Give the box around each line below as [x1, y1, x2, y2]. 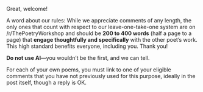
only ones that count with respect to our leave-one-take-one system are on [6, 24, 196, 30]
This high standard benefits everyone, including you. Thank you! [6, 42, 168, 50]
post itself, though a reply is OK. [6, 79, 87, 86]
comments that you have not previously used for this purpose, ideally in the [6, 73, 196, 79]
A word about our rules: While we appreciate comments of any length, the [6, 17, 192, 24]
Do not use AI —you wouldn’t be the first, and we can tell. [6, 54, 150, 61]
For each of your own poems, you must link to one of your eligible [6, 66, 172, 73]
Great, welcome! [6, 5, 48, 12]
